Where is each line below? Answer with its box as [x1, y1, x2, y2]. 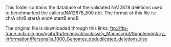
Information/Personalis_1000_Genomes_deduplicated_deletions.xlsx [5, 36, 147, 42]
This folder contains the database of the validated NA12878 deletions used [5, 5, 163, 10]
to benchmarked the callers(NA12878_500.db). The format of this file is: [5, 10, 156, 16]
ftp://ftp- [110, 25, 129, 31]
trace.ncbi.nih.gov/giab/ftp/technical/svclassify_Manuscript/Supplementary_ [5, 31, 166, 36]
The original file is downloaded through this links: [5, 25, 109, 31]
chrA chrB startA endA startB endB [5, 15, 79, 21]
